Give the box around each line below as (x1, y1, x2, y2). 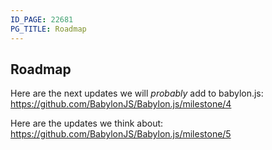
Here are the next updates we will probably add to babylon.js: (10, 87, 264, 100)
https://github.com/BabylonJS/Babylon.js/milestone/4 (10, 98, 232, 110)
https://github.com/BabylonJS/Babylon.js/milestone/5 (10, 128, 232, 140)
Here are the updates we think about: (10, 117, 164, 130)
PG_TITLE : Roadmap (10, 24, 87, 34)
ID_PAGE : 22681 (10, 14, 74, 25)
